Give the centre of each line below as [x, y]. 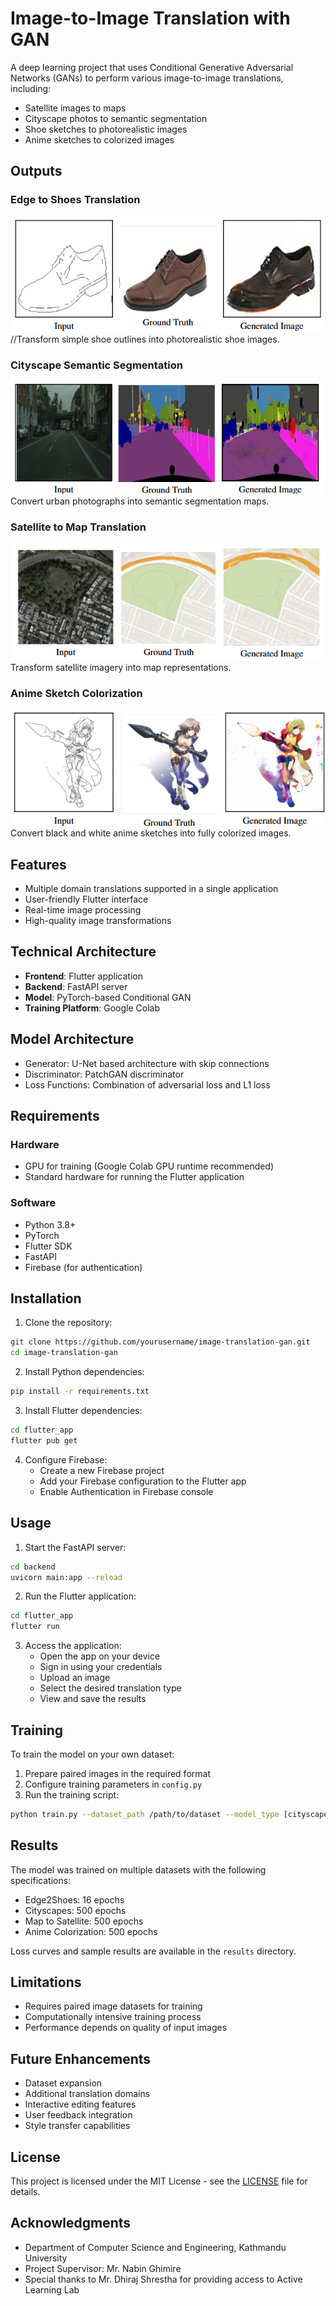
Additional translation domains [87, 2094]
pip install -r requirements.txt [80, 1392]
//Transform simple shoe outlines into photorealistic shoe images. [145, 339]
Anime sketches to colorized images [99, 139]
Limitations [46, 1982]
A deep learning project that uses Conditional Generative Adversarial [152, 67]
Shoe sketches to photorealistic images [106, 129]
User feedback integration [78, 2115]
